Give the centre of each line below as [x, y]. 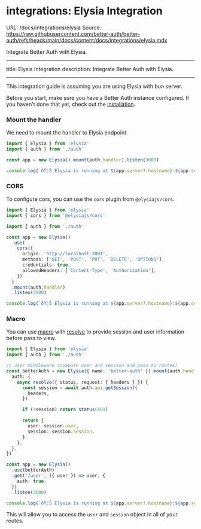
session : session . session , [61, 432]
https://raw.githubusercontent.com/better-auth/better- [73, 33]
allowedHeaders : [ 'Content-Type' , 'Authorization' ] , [89, 270]
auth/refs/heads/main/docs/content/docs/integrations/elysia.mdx [87, 40]
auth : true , [32, 481]
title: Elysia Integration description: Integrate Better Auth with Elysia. [90, 69]
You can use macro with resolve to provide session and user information [95, 332]
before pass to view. [31, 338]
